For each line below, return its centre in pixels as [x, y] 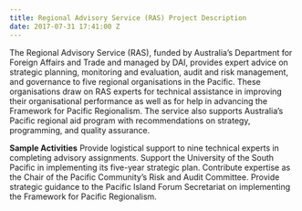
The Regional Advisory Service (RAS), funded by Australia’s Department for [151, 52]
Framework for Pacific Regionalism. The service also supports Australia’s [146, 111]
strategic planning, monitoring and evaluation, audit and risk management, [149, 72]
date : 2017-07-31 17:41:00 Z [65, 26]
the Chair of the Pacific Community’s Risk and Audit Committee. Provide [145, 177]
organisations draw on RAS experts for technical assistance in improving [146, 91]
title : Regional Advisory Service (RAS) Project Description [128, 18]
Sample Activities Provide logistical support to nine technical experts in [145, 148]
